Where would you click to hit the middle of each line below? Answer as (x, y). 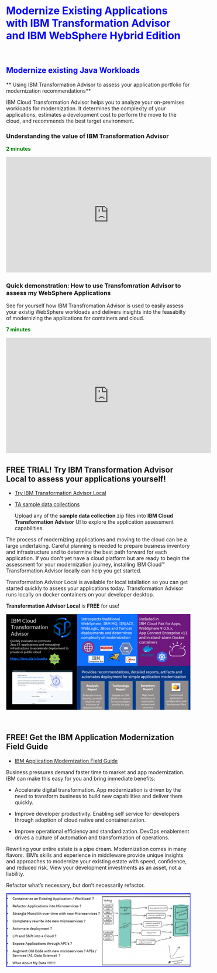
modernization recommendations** (49, 91)
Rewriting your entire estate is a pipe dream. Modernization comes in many (97, 849)
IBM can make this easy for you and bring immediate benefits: (81, 778)
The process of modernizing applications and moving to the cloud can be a (97, 540)
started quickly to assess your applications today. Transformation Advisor (95, 588)
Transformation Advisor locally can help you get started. (74, 571)
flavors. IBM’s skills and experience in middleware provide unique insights (95, 855)
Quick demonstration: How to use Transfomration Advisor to (94, 286)
